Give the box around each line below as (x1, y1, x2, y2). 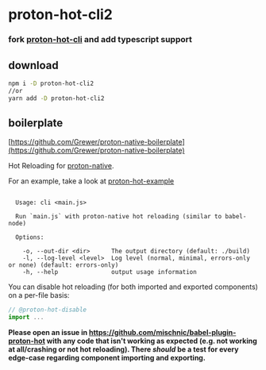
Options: (15, 233, 44, 241)
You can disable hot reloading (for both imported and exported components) (8, 282, 258, 291)
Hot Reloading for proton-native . (8, 161, 114, 171)
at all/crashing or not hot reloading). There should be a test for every (8, 345, 239, 354)
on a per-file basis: (8, 291, 70, 300)
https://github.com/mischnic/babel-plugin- (88, 328, 237, 337)
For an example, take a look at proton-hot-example (8, 176, 175, 186)
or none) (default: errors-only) (8, 261, 119, 269)
